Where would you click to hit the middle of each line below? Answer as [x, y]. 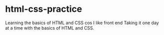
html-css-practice [44, 9]
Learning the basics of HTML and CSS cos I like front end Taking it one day [82, 23]
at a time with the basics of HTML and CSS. [50, 28]
